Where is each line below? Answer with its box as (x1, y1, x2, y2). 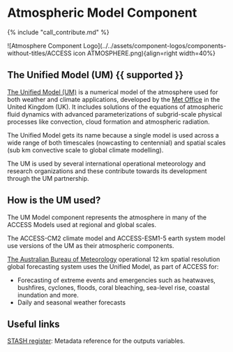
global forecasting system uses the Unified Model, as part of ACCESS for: (7, 262, 219, 270)
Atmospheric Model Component (7, 5, 197, 21)
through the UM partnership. (7, 174, 89, 182)
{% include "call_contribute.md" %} (7, 28, 110, 36)
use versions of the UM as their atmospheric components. (7, 241, 174, 249)
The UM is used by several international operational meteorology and (7, 159, 206, 168)
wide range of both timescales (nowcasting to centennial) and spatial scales (7, 138, 226, 147)
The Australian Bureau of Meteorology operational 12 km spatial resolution (7, 255, 220, 263)
